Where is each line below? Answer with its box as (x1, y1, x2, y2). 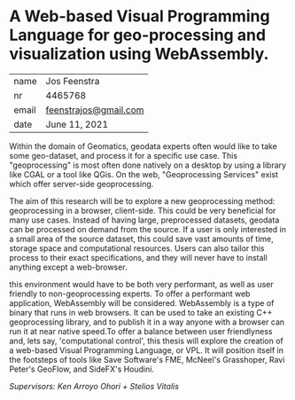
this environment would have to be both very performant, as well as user (9, 278, 275, 289)
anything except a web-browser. (9, 262, 128, 272)
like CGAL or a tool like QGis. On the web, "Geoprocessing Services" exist (9, 169, 279, 179)
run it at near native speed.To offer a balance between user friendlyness (9, 325, 273, 336)
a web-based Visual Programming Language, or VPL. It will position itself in (9, 344, 284, 356)
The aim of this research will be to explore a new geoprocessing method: (9, 195, 276, 206)
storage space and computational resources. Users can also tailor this (9, 242, 265, 254)
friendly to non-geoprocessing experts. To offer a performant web (9, 288, 251, 299)
